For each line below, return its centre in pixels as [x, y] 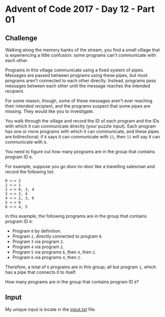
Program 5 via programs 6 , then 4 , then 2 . [54, 252]
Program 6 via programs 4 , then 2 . [47, 257]
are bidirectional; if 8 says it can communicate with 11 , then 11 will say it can [82, 137]
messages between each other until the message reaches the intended [78, 86]
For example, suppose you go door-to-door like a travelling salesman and [80, 166]
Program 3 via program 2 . [38, 241]
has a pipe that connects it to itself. [41, 272]
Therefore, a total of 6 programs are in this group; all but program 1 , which [81, 267]
